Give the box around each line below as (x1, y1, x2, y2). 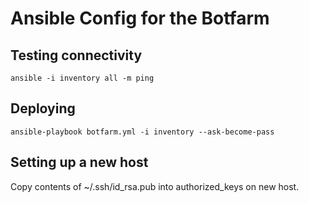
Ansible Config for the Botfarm (10, 7, 270, 30)
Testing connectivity (10, 47, 143, 64)
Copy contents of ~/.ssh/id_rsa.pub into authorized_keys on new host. (10, 180, 300, 192)
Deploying (10, 100, 76, 117)
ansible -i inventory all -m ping (10, 73, 155, 83)
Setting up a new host (10, 154, 149, 171)
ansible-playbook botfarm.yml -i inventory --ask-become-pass (10, 127, 275, 137)
